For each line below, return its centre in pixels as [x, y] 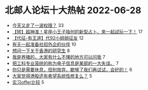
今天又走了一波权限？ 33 [38, 25]
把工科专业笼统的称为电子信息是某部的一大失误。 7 [65, 63]
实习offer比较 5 [28, 82]
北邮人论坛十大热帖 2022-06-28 [73, 10]
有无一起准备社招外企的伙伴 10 [44, 44]
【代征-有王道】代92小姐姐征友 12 [48, 38]
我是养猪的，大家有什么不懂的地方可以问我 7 [58, 57]
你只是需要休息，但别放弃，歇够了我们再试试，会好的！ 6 [72, 69]
